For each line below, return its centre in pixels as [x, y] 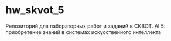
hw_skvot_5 [35, 10]
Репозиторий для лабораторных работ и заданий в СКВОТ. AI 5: [85, 26]
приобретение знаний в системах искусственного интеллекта [83, 32]
